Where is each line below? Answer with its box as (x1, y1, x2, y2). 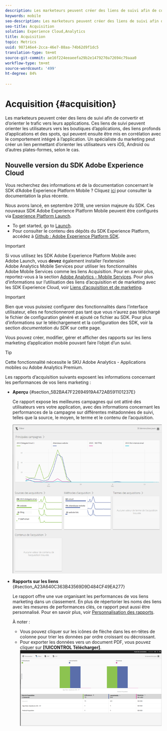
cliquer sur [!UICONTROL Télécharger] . (19, 644, 102, 650)
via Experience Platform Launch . (5, 213, 72, 219)
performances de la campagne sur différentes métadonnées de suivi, (12, 409, 155, 415)
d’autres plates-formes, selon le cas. (5, 146, 80, 152)
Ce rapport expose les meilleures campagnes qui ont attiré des (12, 399, 142, 405)
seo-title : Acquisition (5, 24, 55, 29)
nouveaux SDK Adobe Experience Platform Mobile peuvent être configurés (5, 207, 159, 214)
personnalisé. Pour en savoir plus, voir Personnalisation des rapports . (12, 609, 155, 615)
